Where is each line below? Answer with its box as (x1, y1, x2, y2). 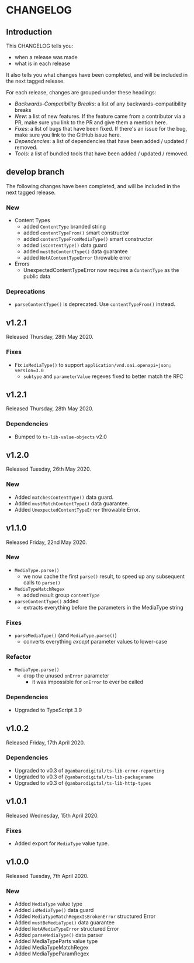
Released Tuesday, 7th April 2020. (6, 872, 89, 879)
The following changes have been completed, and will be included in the (6, 182, 181, 189)
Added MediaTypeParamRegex (14, 950, 89, 957)
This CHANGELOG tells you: (6, 42, 74, 49)
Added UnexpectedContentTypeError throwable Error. (14, 506, 140, 513)
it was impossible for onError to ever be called (32, 678, 144, 686)
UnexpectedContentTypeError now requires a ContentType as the (23, 267, 179, 274)
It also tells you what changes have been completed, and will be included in (6, 72, 188, 78)
